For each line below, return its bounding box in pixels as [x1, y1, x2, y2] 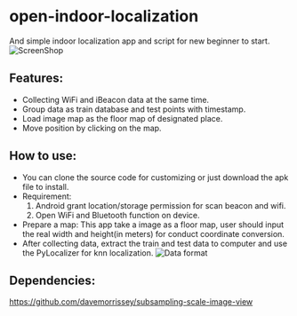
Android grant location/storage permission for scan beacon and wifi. [35, 200, 286, 210]
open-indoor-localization [9, 6, 199, 27]
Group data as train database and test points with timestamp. [21, 104, 246, 115]
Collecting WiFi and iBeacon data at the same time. [21, 94, 210, 105]
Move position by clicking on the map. [21, 122, 162, 133]
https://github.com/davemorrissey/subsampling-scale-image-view [9, 296, 253, 307]
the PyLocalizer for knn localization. [21, 247, 154, 258]
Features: [9, 71, 64, 86]
